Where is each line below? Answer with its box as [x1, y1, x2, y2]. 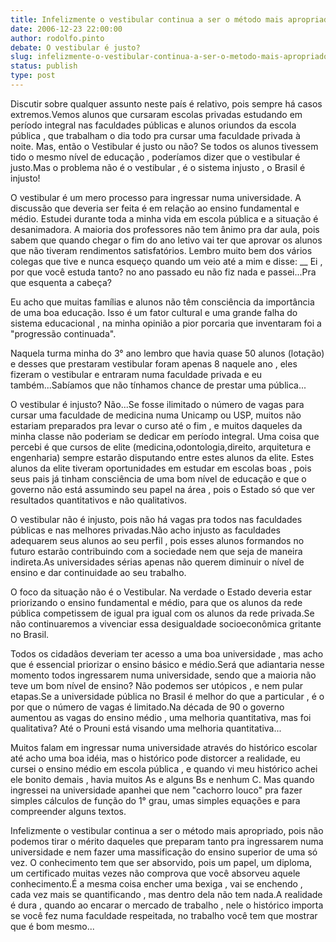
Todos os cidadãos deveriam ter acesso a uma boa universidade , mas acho [10, 647, 324, 660]
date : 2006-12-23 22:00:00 [10, 24, 123, 34]
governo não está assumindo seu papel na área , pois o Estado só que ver [10, 483, 316, 495]
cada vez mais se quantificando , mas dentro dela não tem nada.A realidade [10, 888, 323, 900]
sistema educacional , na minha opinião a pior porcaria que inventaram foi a [10, 317, 322, 329]
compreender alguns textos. [10, 805, 127, 817]
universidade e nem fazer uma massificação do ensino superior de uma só [10, 846, 318, 858]
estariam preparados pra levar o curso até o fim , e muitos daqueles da [10, 419, 303, 431]
